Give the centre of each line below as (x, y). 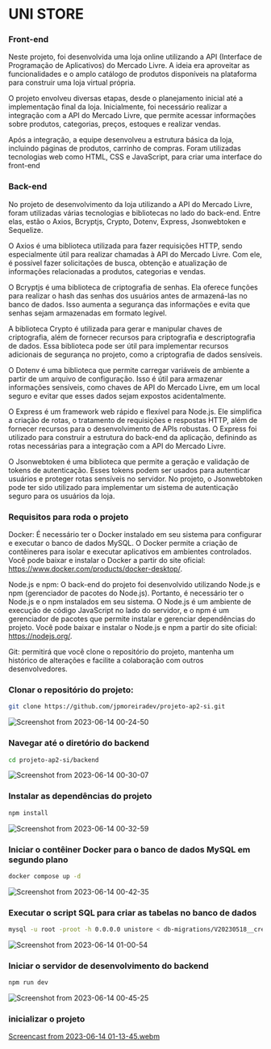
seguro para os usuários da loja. (62, 496)
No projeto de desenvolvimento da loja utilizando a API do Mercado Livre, (130, 204)
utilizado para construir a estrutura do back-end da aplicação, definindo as (133, 437)
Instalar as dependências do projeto (80, 796)
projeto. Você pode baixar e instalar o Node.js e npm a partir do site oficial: (133, 628)
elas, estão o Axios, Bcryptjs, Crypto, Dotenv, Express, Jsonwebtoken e (127, 221)
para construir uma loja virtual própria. (72, 82)
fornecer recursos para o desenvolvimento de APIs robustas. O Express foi (133, 429)
